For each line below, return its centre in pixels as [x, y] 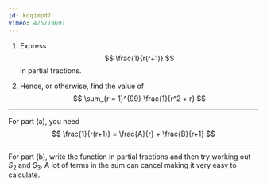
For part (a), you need [44, 121]
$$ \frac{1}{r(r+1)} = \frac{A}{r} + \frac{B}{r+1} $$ [133, 134]
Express [33, 45]
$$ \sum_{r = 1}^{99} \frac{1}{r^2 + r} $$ [139, 98]
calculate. [24, 175]
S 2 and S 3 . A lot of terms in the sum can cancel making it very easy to [122, 166]
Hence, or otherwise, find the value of [82, 86]
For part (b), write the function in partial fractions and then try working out [130, 157]
